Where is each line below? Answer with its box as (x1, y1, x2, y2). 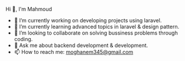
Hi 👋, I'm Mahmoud (5, 6, 53, 12)
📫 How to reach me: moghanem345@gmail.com (14, 49, 134, 55)
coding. (14, 36, 33, 42)
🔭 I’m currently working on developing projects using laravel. (14, 17, 162, 23)
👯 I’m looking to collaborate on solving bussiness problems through (14, 29, 178, 36)
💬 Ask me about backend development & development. (14, 42, 148, 49)
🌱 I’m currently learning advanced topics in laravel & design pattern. (14, 23, 180, 30)
